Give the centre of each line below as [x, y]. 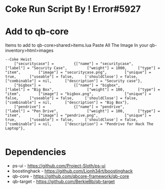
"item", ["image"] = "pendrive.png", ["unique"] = [78, 116]
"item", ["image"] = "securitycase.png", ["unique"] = [78, 72]
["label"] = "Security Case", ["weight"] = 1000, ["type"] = [83, 68]
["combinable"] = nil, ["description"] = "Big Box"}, [67, 103]
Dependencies [36, 152]
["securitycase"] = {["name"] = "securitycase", [74, 64]
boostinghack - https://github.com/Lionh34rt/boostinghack [72, 171]
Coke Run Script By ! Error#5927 [73, 9]
